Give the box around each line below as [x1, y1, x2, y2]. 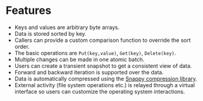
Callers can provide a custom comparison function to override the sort [14, 36, 191, 44]
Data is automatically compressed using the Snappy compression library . [14, 75, 198, 82]
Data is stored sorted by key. [14, 30, 86, 37]
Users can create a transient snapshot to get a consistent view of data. [14, 62, 192, 70]
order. [14, 43, 30, 50]
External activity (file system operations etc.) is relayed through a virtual [14, 81, 195, 88]
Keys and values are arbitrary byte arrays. [14, 24, 120, 31]
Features [5, 4, 52, 18]
